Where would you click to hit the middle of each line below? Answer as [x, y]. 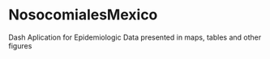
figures [20, 45]
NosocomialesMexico [83, 15]
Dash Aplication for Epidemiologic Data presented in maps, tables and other [135, 37]
